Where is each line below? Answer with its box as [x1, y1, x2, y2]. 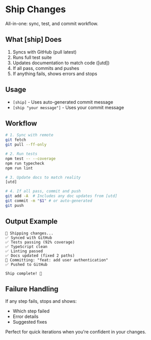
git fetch [5, 137, 27, 142]
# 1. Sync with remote [5, 133, 54, 138]
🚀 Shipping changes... [5, 231, 54, 236]
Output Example [5, 217, 58, 226]
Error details [12, 313, 39, 320]
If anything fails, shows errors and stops [12, 70, 97, 77]
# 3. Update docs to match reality [5, 175, 81, 180]
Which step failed [12, 308, 50, 314]
